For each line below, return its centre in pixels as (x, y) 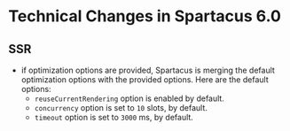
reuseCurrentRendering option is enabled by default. (129, 98)
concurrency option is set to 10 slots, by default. (121, 108)
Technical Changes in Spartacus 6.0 (145, 16)
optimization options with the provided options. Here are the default (145, 80)
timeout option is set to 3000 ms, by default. (114, 117)
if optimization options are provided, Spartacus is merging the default (148, 70)
